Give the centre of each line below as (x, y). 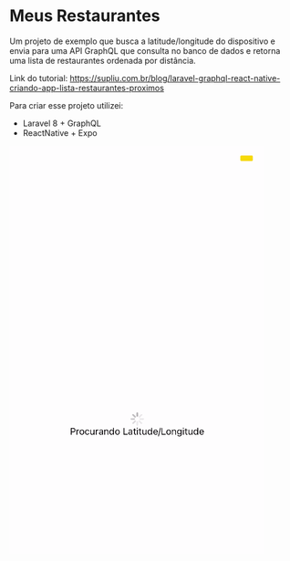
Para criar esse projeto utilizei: (67, 105)
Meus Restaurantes (85, 16)
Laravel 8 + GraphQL (62, 123)
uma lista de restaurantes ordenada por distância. (103, 60)
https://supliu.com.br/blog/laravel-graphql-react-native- (175, 78)
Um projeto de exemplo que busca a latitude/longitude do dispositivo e (142, 41)
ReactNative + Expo (60, 132)
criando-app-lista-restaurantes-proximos (87, 88)
